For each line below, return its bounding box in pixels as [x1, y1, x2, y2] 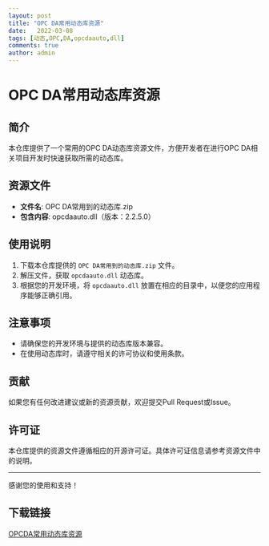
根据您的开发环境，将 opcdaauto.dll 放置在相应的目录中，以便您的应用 [19, 280, 254, 289]
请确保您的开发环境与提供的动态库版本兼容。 [19, 338, 168, 349]
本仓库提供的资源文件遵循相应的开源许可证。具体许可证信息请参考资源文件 [8, 446, 254, 455]
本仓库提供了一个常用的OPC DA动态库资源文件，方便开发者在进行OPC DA [8, 144, 251, 152]
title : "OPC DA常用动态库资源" [8, 19, 104, 27]
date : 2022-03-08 [8, 26, 74, 34]
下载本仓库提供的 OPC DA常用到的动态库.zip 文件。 [19, 260, 179, 269]
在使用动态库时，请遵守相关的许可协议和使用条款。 [19, 349, 189, 358]
